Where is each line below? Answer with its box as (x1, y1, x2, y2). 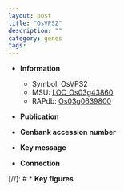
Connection (19, 158, 60, 169)
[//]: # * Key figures (8, 174, 74, 184)
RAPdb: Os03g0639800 (31, 96, 112, 106)
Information (19, 63, 61, 73)
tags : (8, 42, 26, 50)
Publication (19, 112, 59, 121)
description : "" (8, 26, 62, 35)
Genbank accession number (19, 128, 116, 137)
